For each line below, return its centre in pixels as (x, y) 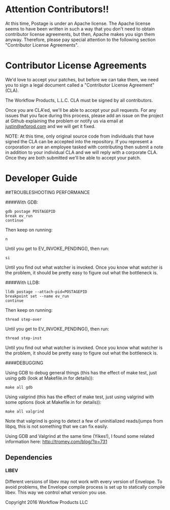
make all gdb (19, 387)
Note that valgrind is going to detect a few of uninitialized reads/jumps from (84, 421)
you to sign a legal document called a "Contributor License (67, 85)
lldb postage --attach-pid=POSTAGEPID (46, 292)
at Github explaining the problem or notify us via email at (64, 121)
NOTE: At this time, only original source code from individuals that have (80, 136)
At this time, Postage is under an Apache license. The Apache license (78, 23)
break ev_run (19, 216)
